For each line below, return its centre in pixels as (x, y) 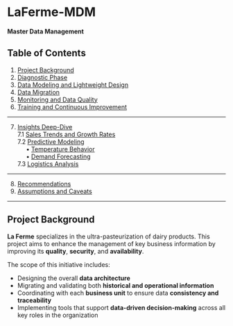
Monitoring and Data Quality (58, 99)
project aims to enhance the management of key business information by (112, 243)
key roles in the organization (58, 315)
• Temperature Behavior (60, 149)
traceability (34, 300)
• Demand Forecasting (58, 156)
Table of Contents (47, 53)
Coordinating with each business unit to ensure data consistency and (118, 293)
